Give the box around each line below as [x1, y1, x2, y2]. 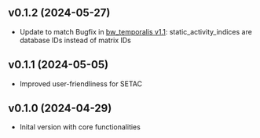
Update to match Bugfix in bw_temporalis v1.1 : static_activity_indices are [19, 27, 253, 36]
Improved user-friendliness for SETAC [19, 78, 143, 89]
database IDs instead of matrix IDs [19, 35, 132, 45]
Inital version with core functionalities [19, 122, 141, 132]
